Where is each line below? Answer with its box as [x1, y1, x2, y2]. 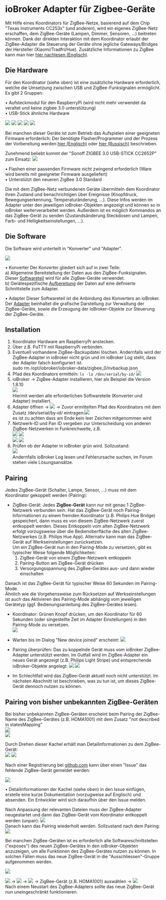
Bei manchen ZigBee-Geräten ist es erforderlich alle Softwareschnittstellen [5, 838, 158, 843]
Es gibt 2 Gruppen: [5, 90, 44, 96]
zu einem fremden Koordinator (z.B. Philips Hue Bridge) [42, 513, 156, 519]
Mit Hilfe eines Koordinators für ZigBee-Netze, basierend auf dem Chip [5, 20, 150, 26]
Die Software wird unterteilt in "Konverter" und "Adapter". [5, 245, 122, 251]
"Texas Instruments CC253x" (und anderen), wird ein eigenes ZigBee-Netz [5, 25, 158, 31]
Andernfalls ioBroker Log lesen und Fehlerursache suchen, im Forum [12, 454, 153, 460]
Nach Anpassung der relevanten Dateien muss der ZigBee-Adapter [5, 806, 142, 812]
